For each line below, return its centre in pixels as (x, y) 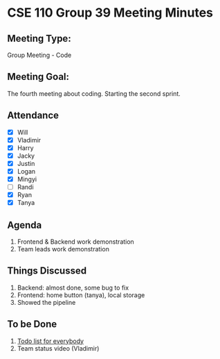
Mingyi (27, 179)
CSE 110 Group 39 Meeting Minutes (110, 13)
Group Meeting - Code (39, 55)
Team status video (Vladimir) (58, 348)
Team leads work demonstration (63, 249)
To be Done (32, 324)
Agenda (25, 225)
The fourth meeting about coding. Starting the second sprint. (94, 93)
